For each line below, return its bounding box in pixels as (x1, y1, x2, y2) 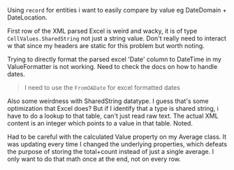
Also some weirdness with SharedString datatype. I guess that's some (7, 97, 209, 105)
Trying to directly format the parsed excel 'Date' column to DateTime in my (7, 55, 222, 63)
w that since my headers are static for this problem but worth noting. (7, 42, 205, 49)
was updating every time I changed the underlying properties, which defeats (7, 140, 228, 148)
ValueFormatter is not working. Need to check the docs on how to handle (7, 63, 218, 70)
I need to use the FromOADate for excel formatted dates (24, 84, 180, 91)
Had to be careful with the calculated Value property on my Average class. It (7, 132, 227, 141)
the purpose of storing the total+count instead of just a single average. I (7, 148, 214, 155)
